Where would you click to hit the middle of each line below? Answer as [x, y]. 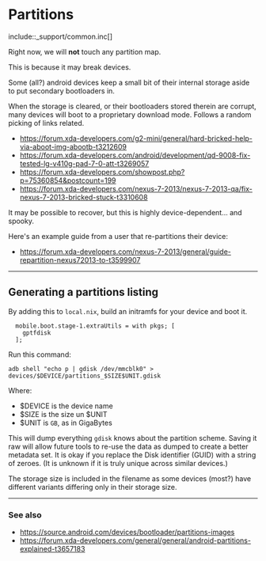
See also [25, 514]
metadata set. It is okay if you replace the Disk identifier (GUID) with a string [132, 455]
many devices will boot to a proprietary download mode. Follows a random [130, 114]
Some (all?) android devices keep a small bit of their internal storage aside [129, 82]
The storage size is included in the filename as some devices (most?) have [130, 478]
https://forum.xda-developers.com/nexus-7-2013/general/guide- [125, 252]
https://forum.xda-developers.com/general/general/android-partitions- [135, 540]
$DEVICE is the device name [66, 406]
